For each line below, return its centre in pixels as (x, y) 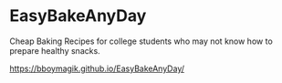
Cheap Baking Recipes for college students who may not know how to (141, 41)
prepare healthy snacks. (55, 50)
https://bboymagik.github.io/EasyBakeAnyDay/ (97, 68)
